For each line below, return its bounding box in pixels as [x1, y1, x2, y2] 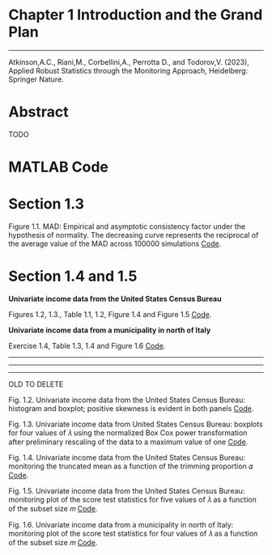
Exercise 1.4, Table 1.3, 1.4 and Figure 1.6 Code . [8, 341, 166, 350]
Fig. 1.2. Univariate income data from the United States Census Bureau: [8, 395, 245, 405]
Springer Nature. [8, 74, 65, 84]
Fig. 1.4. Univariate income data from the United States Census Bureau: [8, 452, 245, 462]
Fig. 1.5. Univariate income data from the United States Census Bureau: [8, 485, 245, 495]
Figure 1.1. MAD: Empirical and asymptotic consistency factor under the [8, 222, 245, 231]
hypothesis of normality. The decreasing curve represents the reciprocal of [8, 231, 259, 239]
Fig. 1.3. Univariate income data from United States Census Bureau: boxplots [8, 419, 263, 429]
